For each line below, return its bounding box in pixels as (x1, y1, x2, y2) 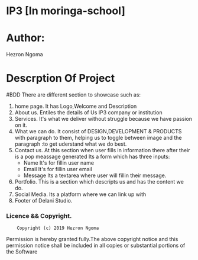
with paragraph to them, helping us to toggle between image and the (14, 134, 182, 142)
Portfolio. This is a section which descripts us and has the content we (14, 178, 184, 185)
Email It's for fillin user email (23, 166, 93, 173)
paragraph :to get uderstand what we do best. (14, 140, 127, 147)
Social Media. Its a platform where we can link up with (14, 191, 147, 198)
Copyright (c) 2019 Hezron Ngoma (17, 225, 99, 232)
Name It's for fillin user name (23, 159, 95, 166)
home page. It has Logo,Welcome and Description (14, 102, 137, 110)
